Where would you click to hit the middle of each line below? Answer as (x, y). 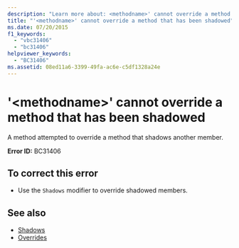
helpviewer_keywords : (39, 54)
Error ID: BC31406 (34, 151)
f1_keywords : (27, 34)
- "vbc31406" (33, 41)
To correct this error (53, 173)
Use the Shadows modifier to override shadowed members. (103, 190)
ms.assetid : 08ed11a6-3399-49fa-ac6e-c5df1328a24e (84, 67)
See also (27, 213)
